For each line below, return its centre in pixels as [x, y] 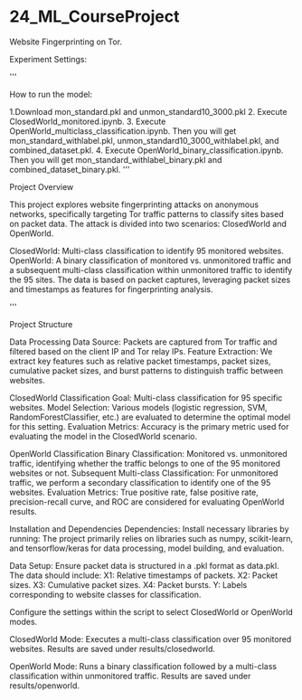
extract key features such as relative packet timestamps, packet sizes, [140, 361]
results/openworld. [44, 686]
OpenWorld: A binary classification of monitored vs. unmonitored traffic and [151, 260]
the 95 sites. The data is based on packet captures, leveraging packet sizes [150, 279]
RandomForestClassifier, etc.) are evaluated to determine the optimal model [150, 417]
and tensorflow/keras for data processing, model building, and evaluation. [147, 548]
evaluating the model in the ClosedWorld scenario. [103, 436]
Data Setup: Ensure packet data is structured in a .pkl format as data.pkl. [144, 565]
